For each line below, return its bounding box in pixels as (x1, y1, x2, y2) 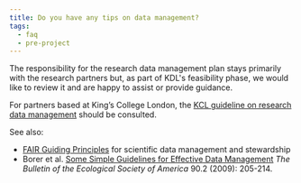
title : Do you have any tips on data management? (9, 13, 200, 23)
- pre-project (17, 38, 70, 48)
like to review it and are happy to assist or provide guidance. (9, 82, 233, 93)
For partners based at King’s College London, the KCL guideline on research (9, 100, 292, 111)
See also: (9, 127, 44, 138)
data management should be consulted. (9, 109, 158, 120)
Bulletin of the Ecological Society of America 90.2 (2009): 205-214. (22, 163, 273, 174)
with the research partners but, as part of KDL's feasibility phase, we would (9, 73, 289, 84)
